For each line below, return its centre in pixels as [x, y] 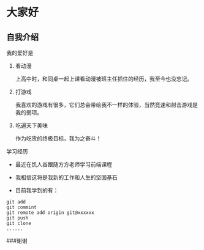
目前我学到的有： [37, 190]
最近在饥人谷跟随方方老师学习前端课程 [63, 164]
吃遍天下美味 [31, 125]
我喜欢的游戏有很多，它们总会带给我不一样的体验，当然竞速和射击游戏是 [106, 105]
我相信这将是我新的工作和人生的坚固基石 [66, 177]
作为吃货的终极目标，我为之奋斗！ [58, 138]
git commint [21, 207]
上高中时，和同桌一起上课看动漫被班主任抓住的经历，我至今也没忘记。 [104, 79]
